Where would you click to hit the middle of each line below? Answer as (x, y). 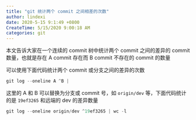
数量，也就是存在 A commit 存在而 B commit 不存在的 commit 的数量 (88, 58)
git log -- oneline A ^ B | (37, 81)
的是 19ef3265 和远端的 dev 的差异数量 (52, 100)
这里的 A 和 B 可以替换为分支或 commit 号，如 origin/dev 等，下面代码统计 (96, 93)
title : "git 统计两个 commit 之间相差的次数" (58, 11)
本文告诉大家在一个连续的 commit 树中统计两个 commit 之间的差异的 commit (98, 51)
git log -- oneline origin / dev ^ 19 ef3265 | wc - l (66, 111)
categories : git (26, 33)
